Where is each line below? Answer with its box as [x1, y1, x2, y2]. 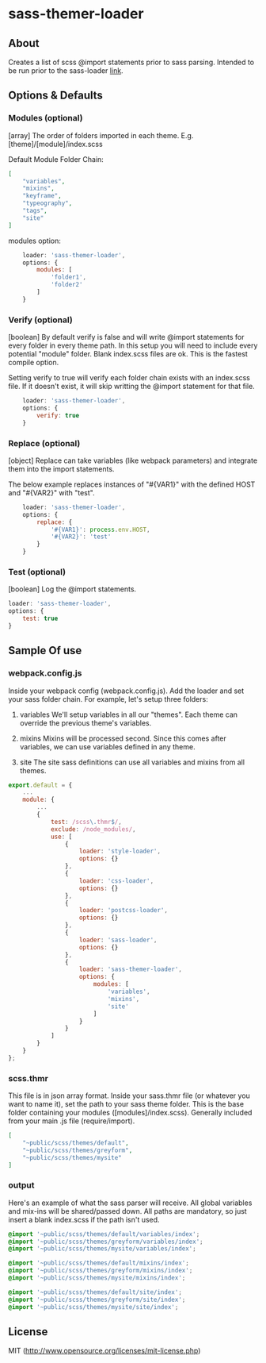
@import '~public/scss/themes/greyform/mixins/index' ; [8, 1267, 193, 1275]
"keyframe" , [22, 192, 62, 200]
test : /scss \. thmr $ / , [50, 818, 123, 826]
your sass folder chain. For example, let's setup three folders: [8, 694, 208, 703]
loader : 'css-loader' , [78, 876, 154, 885]
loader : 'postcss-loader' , [78, 907, 169, 914]
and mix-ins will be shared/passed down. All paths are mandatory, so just [8, 1206, 247, 1215]
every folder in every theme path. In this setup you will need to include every [8, 341, 258, 350]
